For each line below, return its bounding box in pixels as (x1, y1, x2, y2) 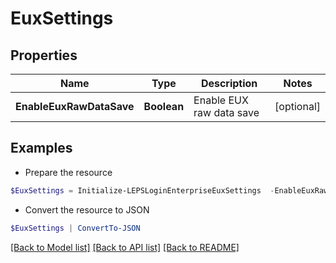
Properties (10, 47, 78, 64)
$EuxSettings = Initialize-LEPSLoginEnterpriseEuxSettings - (10, 185, 275, 196)
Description (200, 77, 258, 90)
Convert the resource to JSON (24, 203, 150, 216)
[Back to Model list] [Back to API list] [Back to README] (10, 241, 240, 253)
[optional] (274, 100, 321, 113)
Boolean (143, 100, 185, 113)
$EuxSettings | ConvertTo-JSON (10, 223, 141, 233)
